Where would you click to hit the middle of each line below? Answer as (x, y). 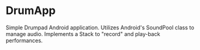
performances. (24, 40)
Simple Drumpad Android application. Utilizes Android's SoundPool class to (100, 27)
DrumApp (31, 11)
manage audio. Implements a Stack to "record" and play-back (83, 34)
